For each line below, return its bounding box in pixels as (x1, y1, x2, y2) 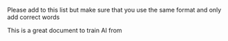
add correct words (7, 13, 60, 21)
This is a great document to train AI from (7, 27, 122, 34)
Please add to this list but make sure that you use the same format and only (7, 6, 222, 14)
